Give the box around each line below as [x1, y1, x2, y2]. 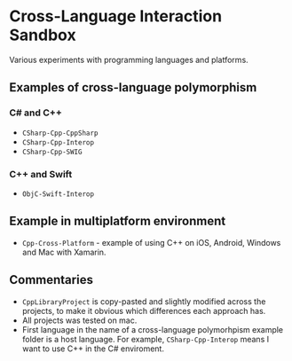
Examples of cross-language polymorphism [9, 80, 257, 95]
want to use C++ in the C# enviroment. [21, 343, 164, 354]
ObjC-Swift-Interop [21, 189, 95, 199]
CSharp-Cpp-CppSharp [21, 129, 99, 137]
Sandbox [9, 25, 77, 45]
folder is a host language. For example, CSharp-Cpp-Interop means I [21, 334, 269, 344]
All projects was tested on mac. [21, 315, 138, 326]
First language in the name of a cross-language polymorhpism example [21, 324, 284, 334]
